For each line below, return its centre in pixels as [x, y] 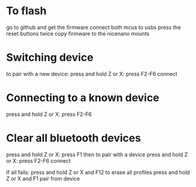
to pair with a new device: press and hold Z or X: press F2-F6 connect [92, 74]
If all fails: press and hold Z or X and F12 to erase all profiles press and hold [98, 172]
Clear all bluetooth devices [74, 138]
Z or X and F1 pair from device [43, 178]
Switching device [50, 58]
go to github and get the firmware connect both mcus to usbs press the [94, 27]
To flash [26, 11]
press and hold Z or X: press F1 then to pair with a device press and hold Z [97, 154]
